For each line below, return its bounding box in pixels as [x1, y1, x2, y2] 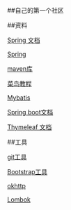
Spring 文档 [7, 36, 40, 44]
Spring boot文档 [7, 108, 54, 116]
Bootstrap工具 [7, 168, 48, 176]
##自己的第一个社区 [7, 6, 64, 14]
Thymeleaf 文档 [7, 123, 52, 131]
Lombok [7, 195, 31, 204]
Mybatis [7, 93, 31, 102]
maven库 [7, 65, 33, 72]
